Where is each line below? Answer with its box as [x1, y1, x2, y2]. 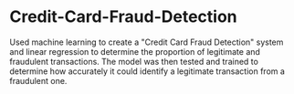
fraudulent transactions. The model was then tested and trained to [9, 56, 258, 67]
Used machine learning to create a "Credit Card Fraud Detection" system [9, 37, 284, 47]
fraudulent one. [9, 75, 68, 86]
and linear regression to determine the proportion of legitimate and [9, 46, 260, 57]
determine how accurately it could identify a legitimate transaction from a [9, 66, 286, 77]
